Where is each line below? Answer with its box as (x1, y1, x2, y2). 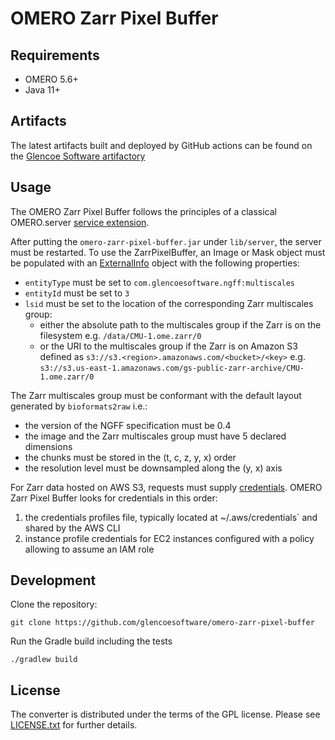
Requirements (10, 47, 100, 64)
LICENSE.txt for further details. (10, 719, 138, 731)
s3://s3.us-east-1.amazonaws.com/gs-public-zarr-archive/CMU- (39, 363, 305, 373)
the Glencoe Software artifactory (10, 150, 146, 162)
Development (10, 572, 97, 589)
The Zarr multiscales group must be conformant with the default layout (10, 389, 302, 401)
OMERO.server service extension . (10, 216, 150, 228)
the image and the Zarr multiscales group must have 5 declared (24, 430, 287, 442)
